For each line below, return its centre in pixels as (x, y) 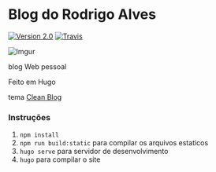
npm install (39, 135)
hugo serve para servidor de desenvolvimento (94, 152)
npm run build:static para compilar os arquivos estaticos (114, 143)
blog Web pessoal (37, 66)
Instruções (30, 117)
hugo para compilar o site (60, 159)
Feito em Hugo (32, 82)
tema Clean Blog (35, 97)
